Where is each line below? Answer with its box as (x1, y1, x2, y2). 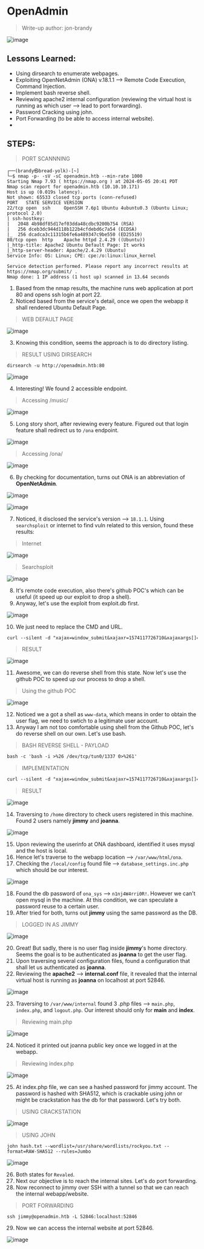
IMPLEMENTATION (21, 765, 69, 772)
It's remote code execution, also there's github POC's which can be (15, 587, 184, 594)
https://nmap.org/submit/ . (7, 268, 78, 275)
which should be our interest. (15, 867, 89, 874)
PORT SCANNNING (21, 155, 70, 162)
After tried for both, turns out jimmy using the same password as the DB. (15, 909, 197, 916)
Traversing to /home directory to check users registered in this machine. (15, 811, 194, 818)
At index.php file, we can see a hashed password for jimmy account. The (15, 1084, 197, 1091)
